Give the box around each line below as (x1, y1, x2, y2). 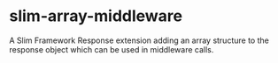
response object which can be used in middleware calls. (9, 44, 214, 54)
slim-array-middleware (9, 6, 183, 26)
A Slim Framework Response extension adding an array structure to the (9, 35, 270, 45)
